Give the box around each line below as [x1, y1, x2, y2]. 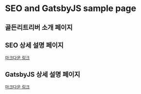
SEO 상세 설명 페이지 [5, 41, 64, 49]
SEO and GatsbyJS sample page [5, 3, 137, 14]
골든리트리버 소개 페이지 [5, 23, 73, 31]
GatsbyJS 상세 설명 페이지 [5, 70, 80, 79]
